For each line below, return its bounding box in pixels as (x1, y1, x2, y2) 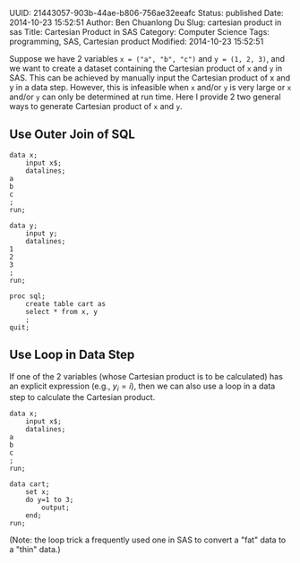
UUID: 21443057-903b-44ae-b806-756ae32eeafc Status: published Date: (9, 8, 284, 18)
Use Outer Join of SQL (9, 127, 136, 142)
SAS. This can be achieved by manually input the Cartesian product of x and (9, 73, 291, 83)
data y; (9, 221, 39, 230)
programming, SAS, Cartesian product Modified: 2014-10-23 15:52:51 (9, 36, 264, 47)
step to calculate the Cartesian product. (9, 392, 156, 403)
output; (41, 503, 70, 513)
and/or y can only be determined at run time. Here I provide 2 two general (9, 91, 281, 102)
